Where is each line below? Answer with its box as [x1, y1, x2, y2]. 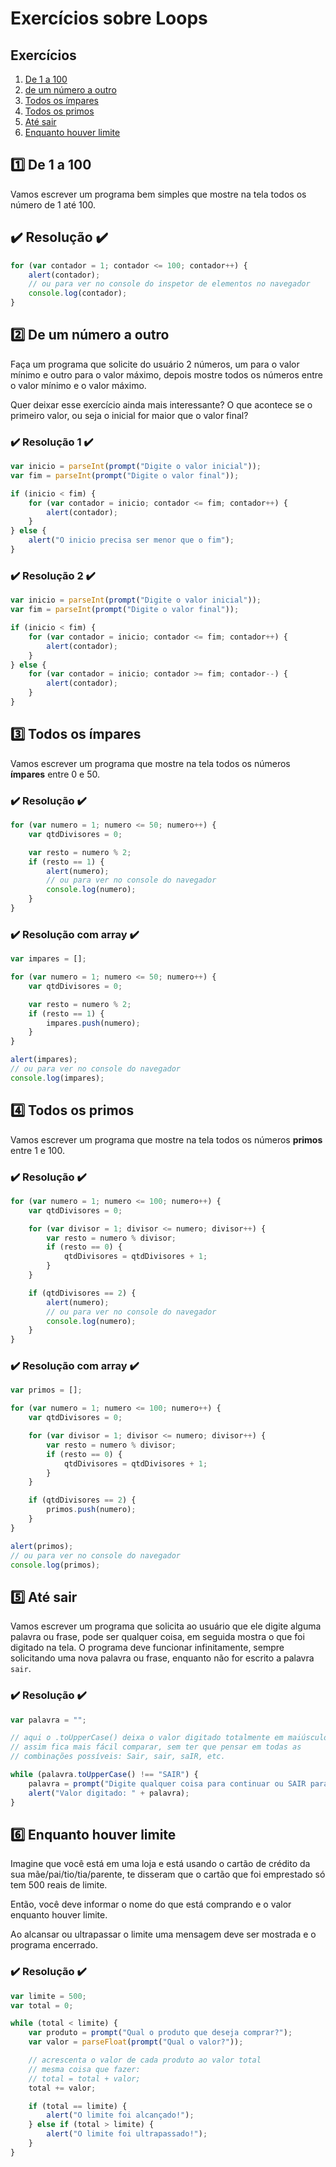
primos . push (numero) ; [46, 1505, 137, 1515]
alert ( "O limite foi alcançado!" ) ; [46, 2110, 195, 2121]
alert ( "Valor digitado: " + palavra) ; [28, 1788, 190, 1798]
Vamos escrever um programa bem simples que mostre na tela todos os [10, 188, 307, 200]
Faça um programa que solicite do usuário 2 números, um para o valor [10, 358, 300, 370]
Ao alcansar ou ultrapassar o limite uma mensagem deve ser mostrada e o [10, 1928, 317, 1941]
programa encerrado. [10, 1939, 98, 1951]
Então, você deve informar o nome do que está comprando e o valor [10, 1898, 292, 1911]
